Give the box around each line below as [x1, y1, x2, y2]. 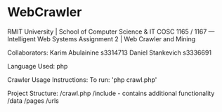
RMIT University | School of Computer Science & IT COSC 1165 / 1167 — [7, 27, 215, 36]
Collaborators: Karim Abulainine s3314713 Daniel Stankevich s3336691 [7, 48, 212, 57]
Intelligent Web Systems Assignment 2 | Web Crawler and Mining [7, 34, 196, 43]
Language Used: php [7, 62, 68, 70]
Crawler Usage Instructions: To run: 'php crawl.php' [7, 75, 157, 84]
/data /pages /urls [7, 96, 60, 105]
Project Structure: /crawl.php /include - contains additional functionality [7, 89, 215, 97]
